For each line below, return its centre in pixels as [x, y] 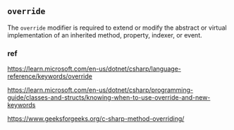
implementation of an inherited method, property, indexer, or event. [105, 35]
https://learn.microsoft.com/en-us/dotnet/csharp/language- [94, 69]
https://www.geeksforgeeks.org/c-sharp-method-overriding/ [96, 119]
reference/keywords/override [50, 76]
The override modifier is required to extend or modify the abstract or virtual [117, 28]
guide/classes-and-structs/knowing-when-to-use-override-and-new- [109, 97]
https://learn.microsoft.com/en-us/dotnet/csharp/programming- [100, 90]
